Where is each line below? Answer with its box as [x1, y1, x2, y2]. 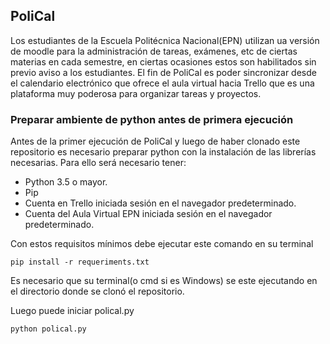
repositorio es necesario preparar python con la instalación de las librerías [10, 146, 317, 158]
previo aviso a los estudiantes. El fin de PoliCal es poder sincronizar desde [10, 66, 317, 78]
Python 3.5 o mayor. [24, 176, 108, 188]
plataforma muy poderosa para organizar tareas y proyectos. [10, 87, 262, 99]
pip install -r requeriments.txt [10, 257, 150, 268]
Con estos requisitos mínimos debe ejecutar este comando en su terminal [10, 238, 314, 250]
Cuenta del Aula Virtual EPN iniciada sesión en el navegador [24, 208, 273, 220]
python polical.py [10, 324, 87, 334]
